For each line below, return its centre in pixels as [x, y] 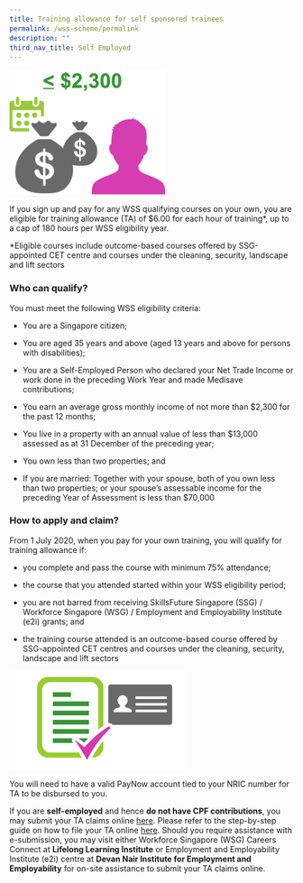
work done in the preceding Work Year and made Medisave [133, 380]
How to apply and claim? [64, 520]
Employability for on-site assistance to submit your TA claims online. [138, 868]
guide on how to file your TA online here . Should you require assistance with [151, 830]
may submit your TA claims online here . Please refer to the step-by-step [143, 820]
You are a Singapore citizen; [75, 326]
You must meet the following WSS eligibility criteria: [105, 308]
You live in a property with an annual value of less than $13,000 [140, 434]
